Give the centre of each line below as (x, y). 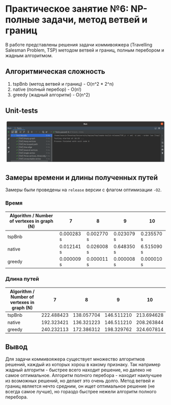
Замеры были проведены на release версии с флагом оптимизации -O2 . (83, 190)
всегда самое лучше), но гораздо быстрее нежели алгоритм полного (81, 392)
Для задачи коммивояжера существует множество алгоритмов (75, 359)
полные (22, 20)
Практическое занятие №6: (67, 9)
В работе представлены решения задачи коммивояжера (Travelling (79, 44)
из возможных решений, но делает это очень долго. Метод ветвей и (80, 381)
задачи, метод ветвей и (94, 20)
